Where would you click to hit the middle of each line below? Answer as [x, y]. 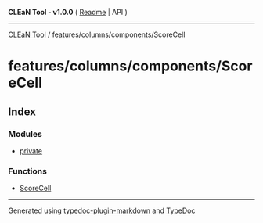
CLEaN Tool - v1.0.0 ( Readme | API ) [68, 12]
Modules [25, 134]
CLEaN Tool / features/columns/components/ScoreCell [97, 34]
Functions [27, 171]
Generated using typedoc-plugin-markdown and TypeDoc [102, 210]
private [31, 151]
